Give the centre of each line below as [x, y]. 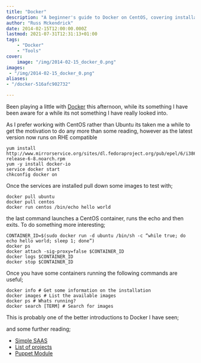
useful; [15, 279]
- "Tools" [29, 51]
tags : [13, 40]
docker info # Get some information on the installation [79, 290]
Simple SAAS [31, 340]
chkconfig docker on [32, 175]
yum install [21, 148]
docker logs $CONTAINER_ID [40, 257]
